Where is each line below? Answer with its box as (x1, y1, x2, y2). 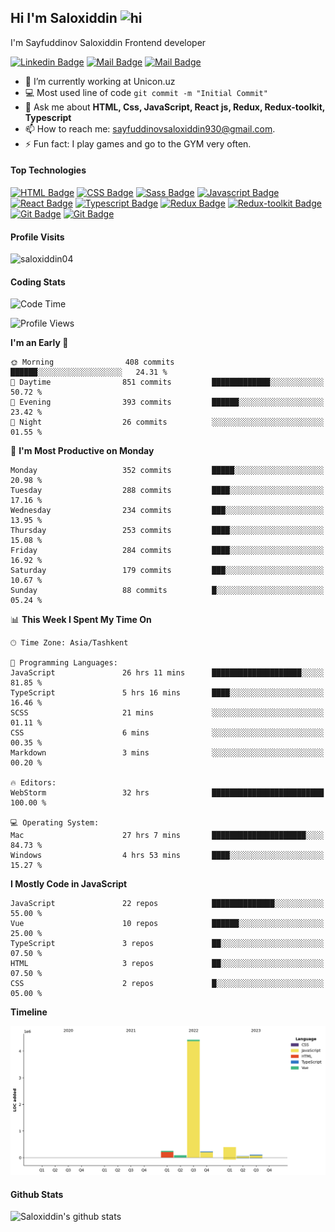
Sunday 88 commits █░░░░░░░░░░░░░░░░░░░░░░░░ (10, 586, 325, 596)
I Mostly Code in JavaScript (10, 878, 128, 890)
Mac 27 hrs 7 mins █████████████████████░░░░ (10, 831, 325, 841)
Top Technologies (10, 164, 87, 176)
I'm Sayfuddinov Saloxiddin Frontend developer (10, 36, 207, 48)
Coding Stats (10, 276, 66, 288)
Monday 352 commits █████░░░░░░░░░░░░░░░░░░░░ (10, 466, 325, 476)
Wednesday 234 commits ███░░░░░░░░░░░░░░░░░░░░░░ (10, 506, 325, 516)
